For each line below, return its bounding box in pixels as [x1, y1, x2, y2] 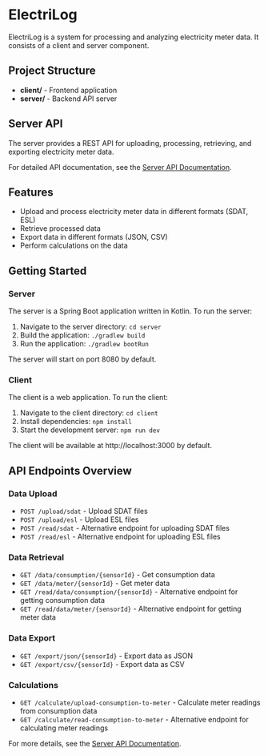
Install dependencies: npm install [19, 417, 132, 427]
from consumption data [19, 705, 98, 715]
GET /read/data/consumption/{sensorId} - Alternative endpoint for [19, 587, 238, 596]
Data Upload [8, 487, 58, 499]
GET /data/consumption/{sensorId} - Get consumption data [19, 570, 216, 580]
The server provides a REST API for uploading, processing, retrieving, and [8, 138, 252, 148]
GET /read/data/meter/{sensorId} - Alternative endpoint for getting [19, 604, 242, 614]
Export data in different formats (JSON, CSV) [19, 232, 168, 242]
